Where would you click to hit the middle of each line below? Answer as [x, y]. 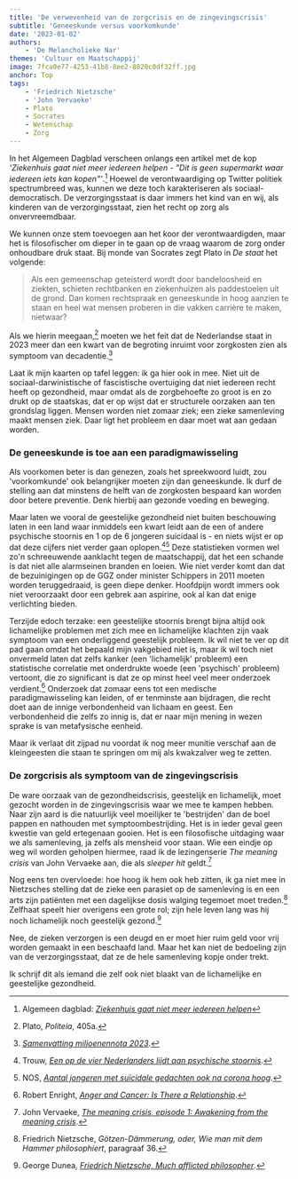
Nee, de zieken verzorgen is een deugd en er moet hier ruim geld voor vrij [144, 938]
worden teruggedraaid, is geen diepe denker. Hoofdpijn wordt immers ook [145, 585]
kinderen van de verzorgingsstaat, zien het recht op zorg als [119, 207]
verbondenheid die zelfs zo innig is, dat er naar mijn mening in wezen [136, 716]
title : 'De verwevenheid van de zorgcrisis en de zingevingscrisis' [138, 17]
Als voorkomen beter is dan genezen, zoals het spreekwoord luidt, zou [138, 472]
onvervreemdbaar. [43, 216]
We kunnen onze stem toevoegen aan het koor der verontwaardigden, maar [147, 233]
